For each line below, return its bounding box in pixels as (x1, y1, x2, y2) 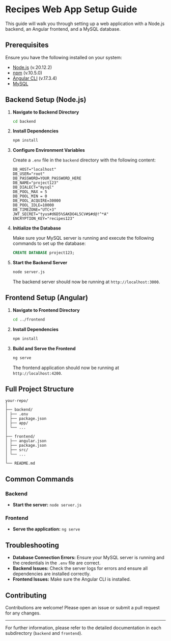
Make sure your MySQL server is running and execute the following (12, 235, 154, 241)
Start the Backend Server (12, 260, 68, 266)
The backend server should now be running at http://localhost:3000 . (12, 279, 160, 285)
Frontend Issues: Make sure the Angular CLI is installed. (12, 576, 131, 582)
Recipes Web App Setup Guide (5, 4, 137, 15)
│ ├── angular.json (5, 439, 47, 444)
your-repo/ (5, 398, 28, 403)
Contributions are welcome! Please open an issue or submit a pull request (5, 604, 160, 610)
